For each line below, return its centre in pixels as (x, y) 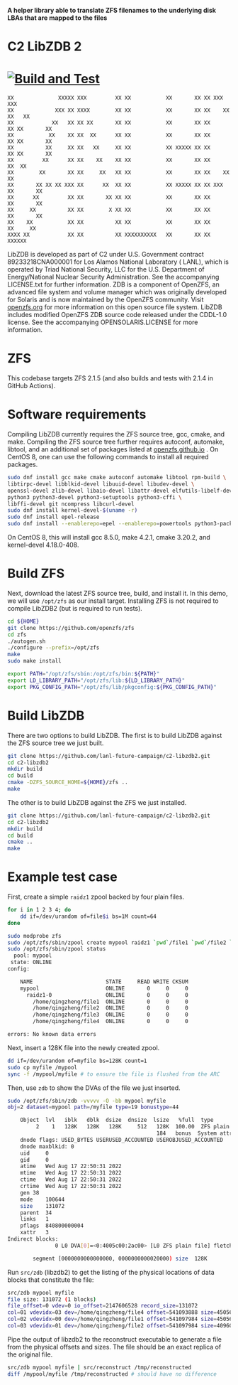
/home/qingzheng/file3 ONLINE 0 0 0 (111, 1015)
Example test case (63, 877)
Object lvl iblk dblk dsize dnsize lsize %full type (117, 1120)
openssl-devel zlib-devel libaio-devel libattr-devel (89, 491)
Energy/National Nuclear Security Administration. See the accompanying (113, 277)
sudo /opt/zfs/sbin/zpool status (57, 949)
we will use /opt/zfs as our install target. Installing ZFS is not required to (113, 601)
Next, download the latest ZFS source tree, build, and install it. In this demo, (118, 593)
